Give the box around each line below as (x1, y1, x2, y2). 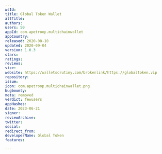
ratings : (5, 57, 23, 62)
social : (5, 124, 21, 129)
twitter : (5, 120, 23, 124)
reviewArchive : (5, 115, 36, 120)
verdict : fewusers (5, 97, 42, 102)
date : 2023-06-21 (5, 106, 40, 111)
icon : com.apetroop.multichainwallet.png (5, 83, 90, 89)
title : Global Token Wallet (5, 12, 62, 16)
